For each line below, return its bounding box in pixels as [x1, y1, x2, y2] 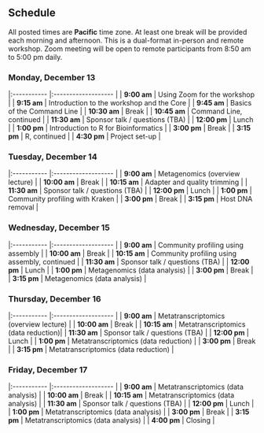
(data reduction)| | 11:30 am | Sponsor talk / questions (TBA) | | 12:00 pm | [8, 328, 249, 337]
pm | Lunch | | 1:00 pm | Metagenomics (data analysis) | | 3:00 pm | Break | [8, 265, 254, 275]
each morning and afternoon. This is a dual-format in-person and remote [8, 35, 244, 45]
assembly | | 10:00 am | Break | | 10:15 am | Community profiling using [8, 248, 237, 258]
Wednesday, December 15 [8, 222, 110, 233]
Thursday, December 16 [8, 293, 101, 304]
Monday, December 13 [8, 72, 96, 83]
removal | [8, 202, 39, 212]
